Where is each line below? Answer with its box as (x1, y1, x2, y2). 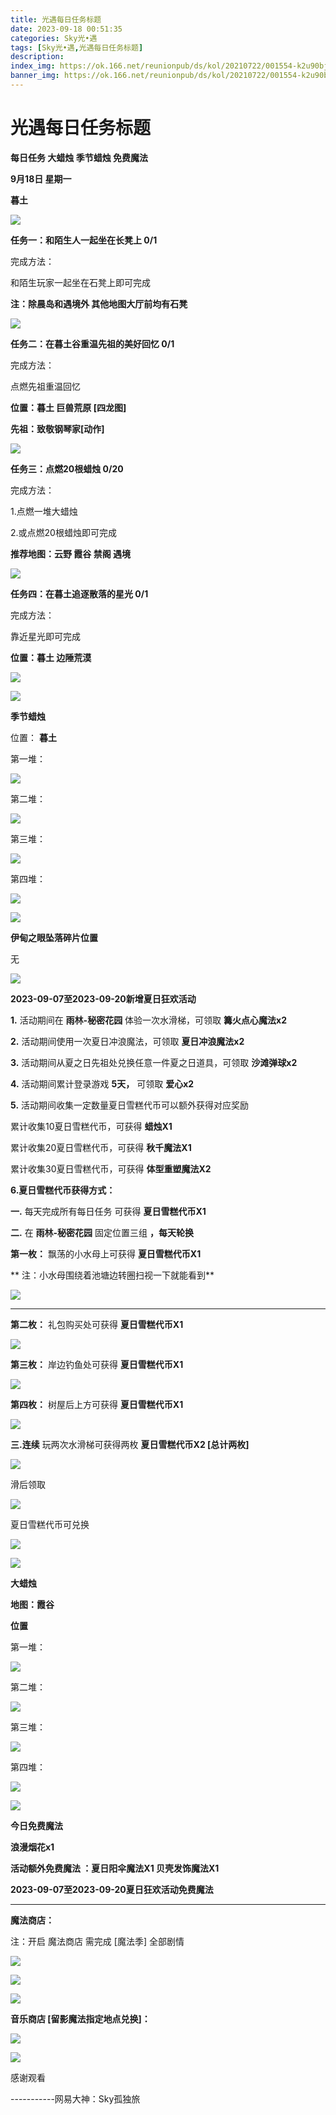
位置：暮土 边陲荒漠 (10, 651, 92, 663)
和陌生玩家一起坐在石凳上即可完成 (10, 276, 151, 288)
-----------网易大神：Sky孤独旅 (10, 2092, 141, 2105)
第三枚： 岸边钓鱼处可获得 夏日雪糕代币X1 (10, 1358, 184, 1370)
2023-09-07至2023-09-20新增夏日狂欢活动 (10, 992, 197, 1005)
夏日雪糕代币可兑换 (10, 1518, 90, 1530)
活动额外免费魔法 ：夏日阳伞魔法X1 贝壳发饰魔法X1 (10, 1862, 220, 1874)
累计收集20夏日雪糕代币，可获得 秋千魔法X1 (10, 1141, 192, 1153)
